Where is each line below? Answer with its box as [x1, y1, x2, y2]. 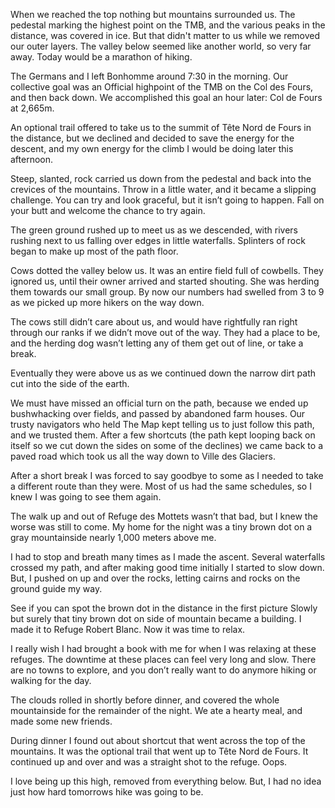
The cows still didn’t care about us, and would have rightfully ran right [10, 316, 298, 328]
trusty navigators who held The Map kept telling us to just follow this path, [10, 419, 315, 430]
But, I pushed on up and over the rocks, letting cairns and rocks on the [10, 572, 301, 584]
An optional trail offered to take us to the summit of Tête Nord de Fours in [10, 122, 312, 133]
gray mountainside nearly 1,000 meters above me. [10, 532, 217, 543]
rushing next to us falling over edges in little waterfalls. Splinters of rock [10, 235, 306, 246]
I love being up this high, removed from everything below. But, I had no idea [10, 775, 322, 787]
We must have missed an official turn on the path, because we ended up [10, 397, 309, 409]
